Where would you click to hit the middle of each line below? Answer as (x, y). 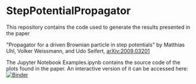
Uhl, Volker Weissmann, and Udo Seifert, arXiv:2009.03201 (78, 51)
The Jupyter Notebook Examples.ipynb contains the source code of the (93, 62)
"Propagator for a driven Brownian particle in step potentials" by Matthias (96, 45)
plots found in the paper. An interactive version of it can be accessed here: (97, 68)
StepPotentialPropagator (69, 11)
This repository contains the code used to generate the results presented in (98, 27)
